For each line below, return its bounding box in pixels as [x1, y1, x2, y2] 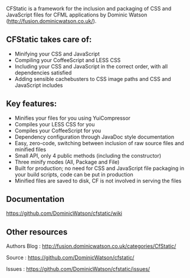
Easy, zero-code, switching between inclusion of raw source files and [14, 139, 184, 146]
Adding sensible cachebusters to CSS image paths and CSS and [14, 75, 171, 82]
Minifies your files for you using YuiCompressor [14, 115, 131, 122]
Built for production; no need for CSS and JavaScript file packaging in [14, 165, 185, 172]
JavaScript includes [14, 81, 63, 89]
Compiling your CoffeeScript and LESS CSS [14, 56, 121, 64]
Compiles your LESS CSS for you [14, 120, 96, 127]
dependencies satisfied [14, 69, 72, 76]
